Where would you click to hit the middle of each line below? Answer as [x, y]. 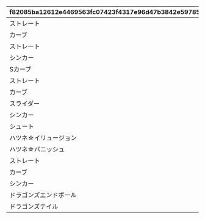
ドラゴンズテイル [34, 206]
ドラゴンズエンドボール [43, 195]
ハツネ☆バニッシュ [37, 149]
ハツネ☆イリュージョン [43, 138]
